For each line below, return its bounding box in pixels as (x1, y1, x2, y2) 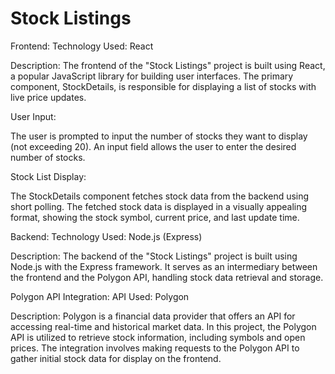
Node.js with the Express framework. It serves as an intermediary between (10, 260, 318, 272)
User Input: (10, 110, 57, 122)
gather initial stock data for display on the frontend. (10, 352, 222, 364)
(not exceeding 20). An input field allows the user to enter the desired (10, 140, 297, 152)
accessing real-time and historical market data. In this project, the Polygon (10, 320, 317, 332)
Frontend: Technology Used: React (10, 40, 154, 52)
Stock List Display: (10, 170, 87, 182)
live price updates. (10, 91, 87, 103)
